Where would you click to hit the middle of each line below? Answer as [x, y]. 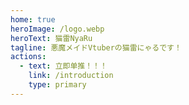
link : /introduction [71, 76]
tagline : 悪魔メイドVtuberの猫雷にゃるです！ [96, 47]
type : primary [57, 85]
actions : [28, 57]
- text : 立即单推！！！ [63, 66]
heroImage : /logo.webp [57, 29]
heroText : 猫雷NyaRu [51, 38]
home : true [33, 19]
